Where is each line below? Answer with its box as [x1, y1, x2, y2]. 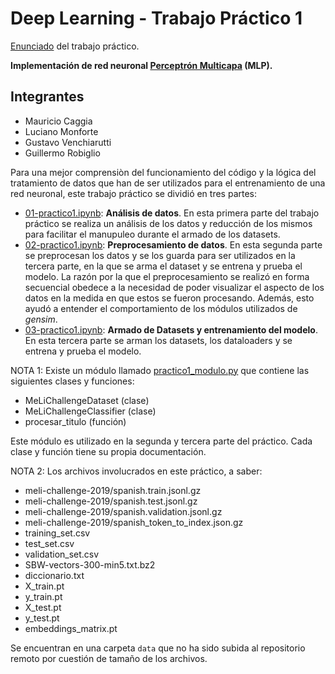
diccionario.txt [24, 569, 85, 581]
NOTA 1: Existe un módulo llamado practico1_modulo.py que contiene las [10, 364, 310, 376]
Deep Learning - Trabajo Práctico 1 [10, 7, 303, 30]
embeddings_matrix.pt [24, 622, 118, 634]
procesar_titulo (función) [24, 415, 127, 427]
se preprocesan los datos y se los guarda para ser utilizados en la [24, 249, 296, 261]
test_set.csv [24, 537, 75, 549]
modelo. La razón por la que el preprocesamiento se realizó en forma [24, 270, 310, 282]
